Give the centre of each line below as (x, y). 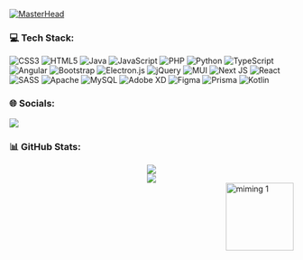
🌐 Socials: (32, 104)
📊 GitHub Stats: (45, 146)
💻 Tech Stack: (42, 38)
